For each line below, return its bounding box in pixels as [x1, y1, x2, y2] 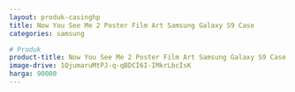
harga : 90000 [9, 69, 57, 79]
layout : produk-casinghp [9, 12, 101, 22]
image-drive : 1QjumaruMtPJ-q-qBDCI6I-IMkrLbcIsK [9, 61, 192, 70]
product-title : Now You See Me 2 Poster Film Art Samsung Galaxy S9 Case [9, 53, 287, 62]
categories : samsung [9, 29, 86, 38]
